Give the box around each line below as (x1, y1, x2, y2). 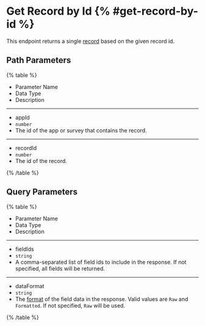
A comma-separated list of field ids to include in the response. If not (15, 258, 187, 266)
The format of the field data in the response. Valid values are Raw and (15, 295, 189, 303)
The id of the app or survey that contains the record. (15, 126, 148, 134)
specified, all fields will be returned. (15, 264, 106, 272)
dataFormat (15, 282, 45, 289)
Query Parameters (6, 187, 78, 197)
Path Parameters (6, 55, 71, 65)
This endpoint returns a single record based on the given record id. (6, 37, 175, 45)
